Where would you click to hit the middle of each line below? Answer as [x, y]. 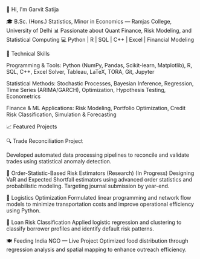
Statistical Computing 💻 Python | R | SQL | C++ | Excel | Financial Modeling [100, 40]
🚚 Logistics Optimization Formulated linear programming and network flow [99, 198]
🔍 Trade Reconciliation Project [45, 141]
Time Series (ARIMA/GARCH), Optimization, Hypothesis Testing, [86, 90]
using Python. [24, 211]
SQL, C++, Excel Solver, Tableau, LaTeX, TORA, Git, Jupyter [80, 72]
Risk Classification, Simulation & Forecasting [61, 114]
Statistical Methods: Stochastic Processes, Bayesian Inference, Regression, [100, 84]
